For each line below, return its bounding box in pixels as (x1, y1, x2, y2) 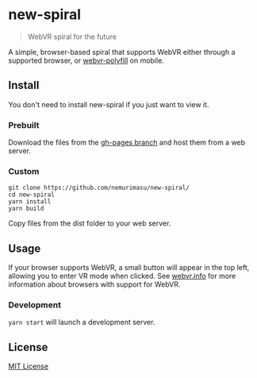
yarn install (8, 198, 52, 206)
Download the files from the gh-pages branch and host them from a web (8, 137, 246, 148)
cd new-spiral (8, 191, 56, 199)
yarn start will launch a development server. (8, 318, 155, 327)
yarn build (8, 205, 44, 213)
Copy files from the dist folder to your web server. (8, 218, 171, 228)
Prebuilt (8, 119, 40, 130)
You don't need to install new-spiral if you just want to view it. (8, 99, 209, 109)
